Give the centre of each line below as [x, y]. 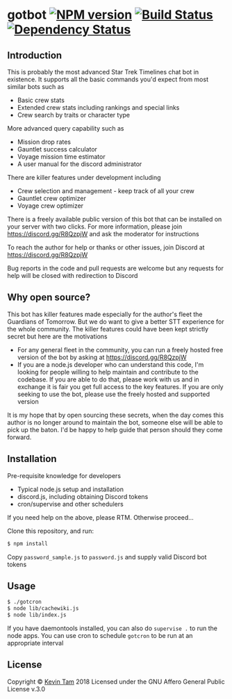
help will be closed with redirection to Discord [73, 276]
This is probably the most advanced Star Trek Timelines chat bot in [103, 72]
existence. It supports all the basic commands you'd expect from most [108, 79]
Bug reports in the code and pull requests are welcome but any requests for [116, 268]
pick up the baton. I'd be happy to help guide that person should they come [115, 429]
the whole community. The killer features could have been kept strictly [108, 329]
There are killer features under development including [84, 178]
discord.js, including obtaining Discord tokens [83, 496]
